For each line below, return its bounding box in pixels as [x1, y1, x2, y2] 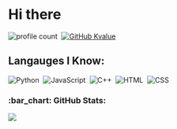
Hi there [8, 6, 62, 24]
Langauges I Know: [8, 54, 105, 68]
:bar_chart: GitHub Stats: [8, 94, 107, 105]
